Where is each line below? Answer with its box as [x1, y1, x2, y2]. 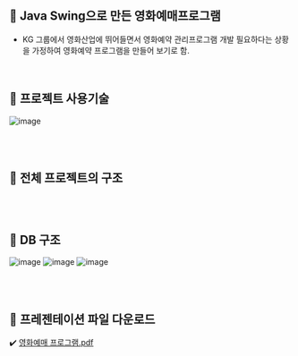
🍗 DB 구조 [9, 232, 61, 248]
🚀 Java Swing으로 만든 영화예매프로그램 [9, 8, 221, 24]
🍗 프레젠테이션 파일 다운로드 [9, 311, 156, 326]
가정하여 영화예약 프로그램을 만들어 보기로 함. [31, 45, 190, 55]
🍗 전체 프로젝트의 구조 [9, 171, 123, 186]
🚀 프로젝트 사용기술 [9, 91, 110, 106]
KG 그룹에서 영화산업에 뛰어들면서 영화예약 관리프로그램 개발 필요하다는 [21, 34, 273, 45]
